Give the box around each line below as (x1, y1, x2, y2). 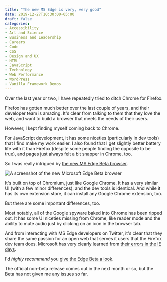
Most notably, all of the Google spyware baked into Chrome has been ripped (5, 210, 162, 216)
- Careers (5, 40, 26, 45)
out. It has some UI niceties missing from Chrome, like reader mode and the (5, 215, 161, 221)
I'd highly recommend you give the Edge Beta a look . (5, 256, 114, 262)
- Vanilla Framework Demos (5, 81, 61, 86)
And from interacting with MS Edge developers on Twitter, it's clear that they (5, 230, 162, 236)
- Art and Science (5, 30, 43, 35)
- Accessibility (5, 26, 39, 31)
